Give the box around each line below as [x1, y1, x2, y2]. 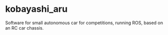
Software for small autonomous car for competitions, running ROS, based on [5, 20, 163, 26]
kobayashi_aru [5, 3, 68, 15]
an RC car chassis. [5, 25, 44, 31]
